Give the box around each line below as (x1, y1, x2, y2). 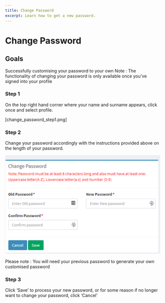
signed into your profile (5, 78, 53, 84)
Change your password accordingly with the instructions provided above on (5, 140, 159, 146)
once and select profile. (5, 107, 53, 113)
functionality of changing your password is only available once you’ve (5, 73, 147, 79)
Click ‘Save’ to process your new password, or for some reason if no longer (5, 287, 158, 293)
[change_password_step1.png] (5, 116, 67, 122)
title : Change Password (5, 8, 54, 13)
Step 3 (5, 276, 21, 283)
